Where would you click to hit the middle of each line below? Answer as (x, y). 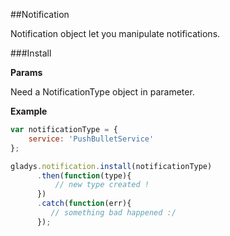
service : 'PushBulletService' (91, 139)
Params (26, 72)
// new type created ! (102, 185)
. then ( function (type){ (84, 175)
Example (29, 111)
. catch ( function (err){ (84, 204)
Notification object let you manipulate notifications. (115, 33)
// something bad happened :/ (113, 213)
